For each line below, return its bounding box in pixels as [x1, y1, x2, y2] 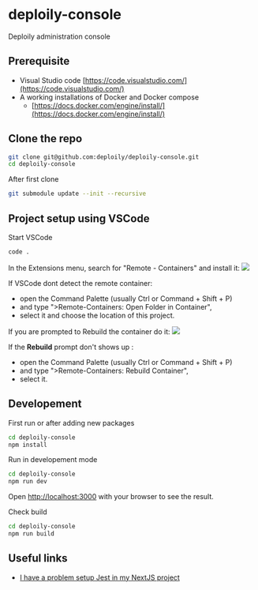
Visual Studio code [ [19, 75, 86, 85]
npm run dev [8, 478, 47, 486]
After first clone [8, 175, 59, 184]
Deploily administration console [8, 32, 110, 41]
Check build [8, 507, 47, 517]
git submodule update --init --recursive [8, 190, 147, 198]
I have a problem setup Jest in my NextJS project [19, 573, 180, 582]
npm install [8, 441, 47, 449]
